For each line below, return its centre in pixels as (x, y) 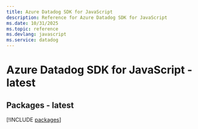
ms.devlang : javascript (37, 35)
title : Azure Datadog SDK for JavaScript (60, 12)
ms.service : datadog (33, 40)
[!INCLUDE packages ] (34, 120)
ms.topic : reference (33, 29)
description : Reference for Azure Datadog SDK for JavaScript (87, 18)
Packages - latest (40, 105)
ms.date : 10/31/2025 (33, 23)
